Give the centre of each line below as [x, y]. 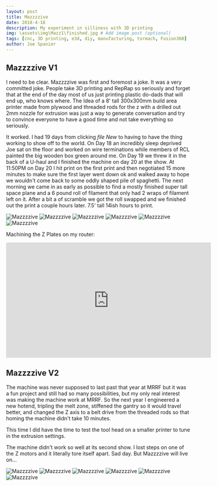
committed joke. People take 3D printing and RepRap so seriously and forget [98, 88]
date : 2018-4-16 [26, 22]
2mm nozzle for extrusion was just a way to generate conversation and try [96, 113]
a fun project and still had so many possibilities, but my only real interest [93, 393]
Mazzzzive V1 [32, 68]
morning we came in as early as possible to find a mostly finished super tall [97, 186]
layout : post [22, 11]
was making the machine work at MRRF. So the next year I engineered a [93, 399]
